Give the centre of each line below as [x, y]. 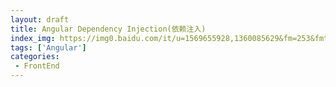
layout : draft [40, 19]
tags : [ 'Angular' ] [48, 47]
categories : [35, 57]
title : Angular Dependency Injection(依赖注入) [108, 29]
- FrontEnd [37, 66]
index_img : [33, 38]
